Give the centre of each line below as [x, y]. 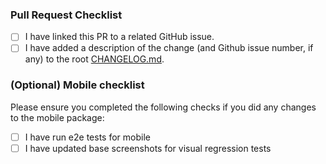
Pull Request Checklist [66, 15]
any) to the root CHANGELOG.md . [94, 59]
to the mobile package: [57, 117]
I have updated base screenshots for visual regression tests [148, 148]
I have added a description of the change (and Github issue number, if [169, 48]
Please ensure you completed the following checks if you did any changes [163, 107]
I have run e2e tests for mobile [87, 137]
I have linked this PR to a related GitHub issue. [119, 37]
